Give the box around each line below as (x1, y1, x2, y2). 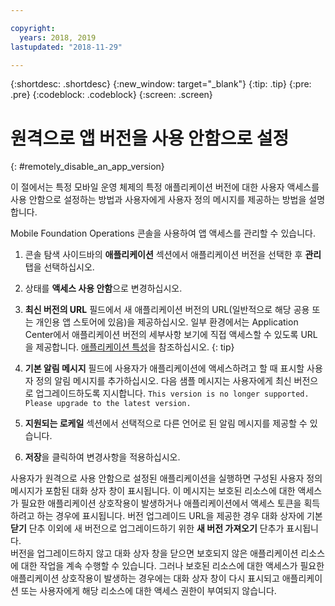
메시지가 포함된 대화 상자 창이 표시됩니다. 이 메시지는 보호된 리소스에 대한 (10, 485, 296, 497)
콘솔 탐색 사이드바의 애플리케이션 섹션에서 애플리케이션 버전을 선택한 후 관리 (24, 249, 322, 261)
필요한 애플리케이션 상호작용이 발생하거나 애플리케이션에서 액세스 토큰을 (20, 497, 302, 510)
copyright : (10, 23, 56, 33)
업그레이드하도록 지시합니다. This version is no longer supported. (35, 387, 310, 400)
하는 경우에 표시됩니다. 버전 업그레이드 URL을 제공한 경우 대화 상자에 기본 (36, 510, 323, 522)
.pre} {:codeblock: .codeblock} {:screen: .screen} (10, 89, 213, 101)
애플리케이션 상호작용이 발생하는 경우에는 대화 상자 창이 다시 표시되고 (10, 572, 280, 585)
